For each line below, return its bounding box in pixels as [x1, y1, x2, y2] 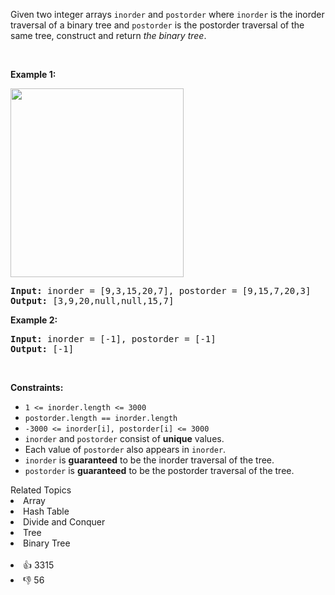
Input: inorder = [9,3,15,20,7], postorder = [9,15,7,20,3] [10, 285, 312, 296]
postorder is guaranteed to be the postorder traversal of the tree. [24, 465, 295, 476]
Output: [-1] [10, 344, 75, 354]
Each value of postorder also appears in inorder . [24, 444, 227, 455]
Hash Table [23, 505, 70, 517]
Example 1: [10, 69, 57, 80]
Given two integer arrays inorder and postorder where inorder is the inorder [10, 9, 325, 20]
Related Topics [10, 484, 72, 496]
